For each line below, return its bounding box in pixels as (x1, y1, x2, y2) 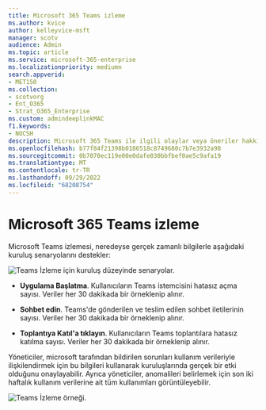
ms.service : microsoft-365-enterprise (8, 56, 136, 64)
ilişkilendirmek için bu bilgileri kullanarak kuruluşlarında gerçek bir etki (8, 360, 237, 370)
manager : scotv (8, 33, 59, 42)
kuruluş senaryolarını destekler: (8, 250, 111, 259)
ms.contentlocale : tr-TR (8, 167, 90, 174)
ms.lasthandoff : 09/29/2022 (8, 174, 101, 182)
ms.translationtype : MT (8, 159, 87, 167)
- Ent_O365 (8, 100, 44, 108)
